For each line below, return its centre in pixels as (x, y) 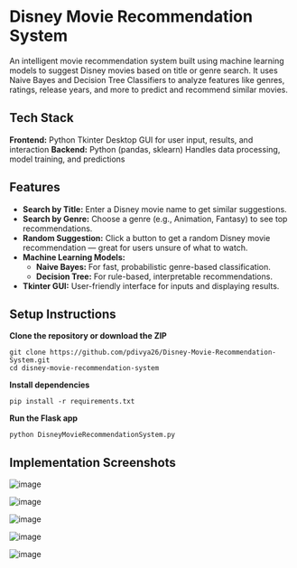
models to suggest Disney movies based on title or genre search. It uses (144, 70)
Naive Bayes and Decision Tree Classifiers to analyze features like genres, (147, 79)
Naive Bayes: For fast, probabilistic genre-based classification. (153, 266)
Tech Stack (42, 118)
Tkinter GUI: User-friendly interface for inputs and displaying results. (151, 285)
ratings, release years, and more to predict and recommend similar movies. (149, 89)
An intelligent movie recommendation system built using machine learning (147, 61)
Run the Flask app (44, 418)
